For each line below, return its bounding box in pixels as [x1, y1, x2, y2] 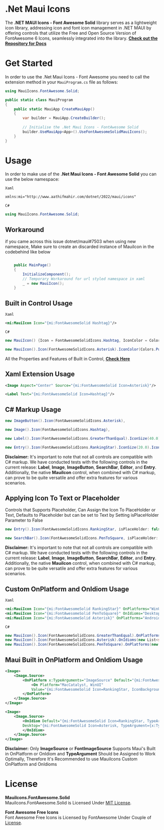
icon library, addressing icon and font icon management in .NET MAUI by [5, 25, 152, 30]
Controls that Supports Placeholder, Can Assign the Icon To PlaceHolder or [5, 507, 156, 513]
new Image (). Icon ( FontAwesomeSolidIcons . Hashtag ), [5, 427, 110, 432]
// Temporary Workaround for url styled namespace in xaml [22, 276, 145, 281]
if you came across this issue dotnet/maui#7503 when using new [5, 239, 136, 244]
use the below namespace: [5, 176, 60, 182]
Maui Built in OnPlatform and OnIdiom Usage [5, 655, 143, 664]
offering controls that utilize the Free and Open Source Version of [5, 30, 137, 36]
